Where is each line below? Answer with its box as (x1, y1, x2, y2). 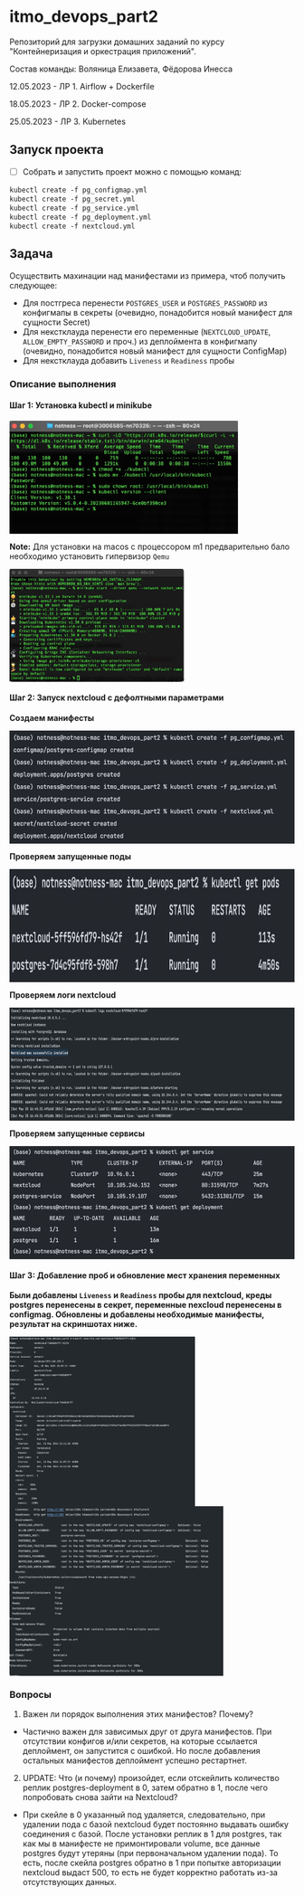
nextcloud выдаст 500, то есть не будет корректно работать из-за (22, 1867, 279, 1878)
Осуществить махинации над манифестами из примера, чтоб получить (9, 270, 286, 281)
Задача (9, 246, 53, 261)
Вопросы (9, 1689, 52, 1702)
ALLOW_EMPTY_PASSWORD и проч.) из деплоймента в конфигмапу (22, 336, 258, 346)
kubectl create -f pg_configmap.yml (9, 185, 147, 194)
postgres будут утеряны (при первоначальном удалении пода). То (22, 1848, 279, 1859)
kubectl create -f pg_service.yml (9, 204, 140, 213)
